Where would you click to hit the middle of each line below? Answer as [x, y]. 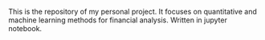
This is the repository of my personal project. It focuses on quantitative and [132, 12]
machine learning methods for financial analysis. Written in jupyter [118, 20]
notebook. [25, 28]
